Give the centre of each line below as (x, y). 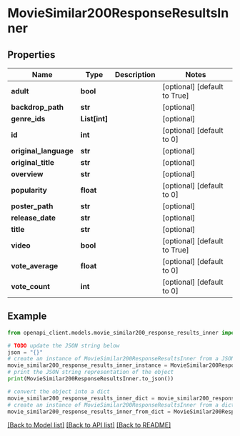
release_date (33, 218)
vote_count (30, 287)
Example (27, 316)
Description (135, 75)
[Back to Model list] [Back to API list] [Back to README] (89, 425)
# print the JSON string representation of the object (91, 372)
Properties (31, 55)
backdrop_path (37, 107)
